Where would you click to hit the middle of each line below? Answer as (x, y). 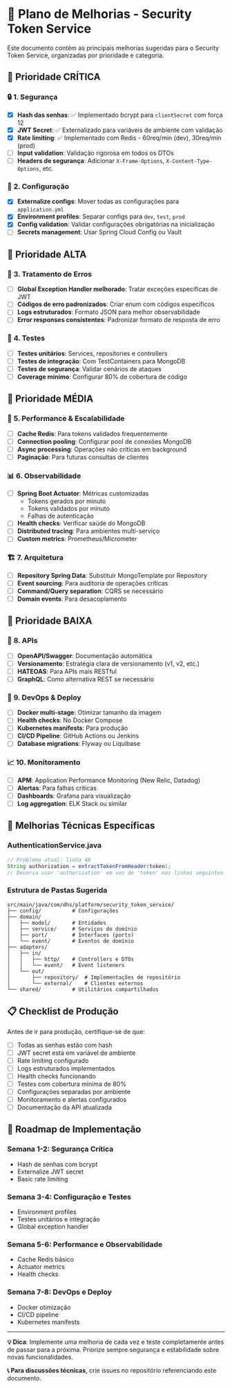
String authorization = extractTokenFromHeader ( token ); (89, 866)
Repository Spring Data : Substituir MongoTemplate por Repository (112, 575)
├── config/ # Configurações (63, 911)
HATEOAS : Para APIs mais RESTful (67, 671)
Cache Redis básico (46, 1259)
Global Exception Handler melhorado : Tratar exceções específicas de (117, 289)
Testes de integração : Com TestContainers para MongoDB (101, 361)
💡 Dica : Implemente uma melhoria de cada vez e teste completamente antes (116, 1342)
